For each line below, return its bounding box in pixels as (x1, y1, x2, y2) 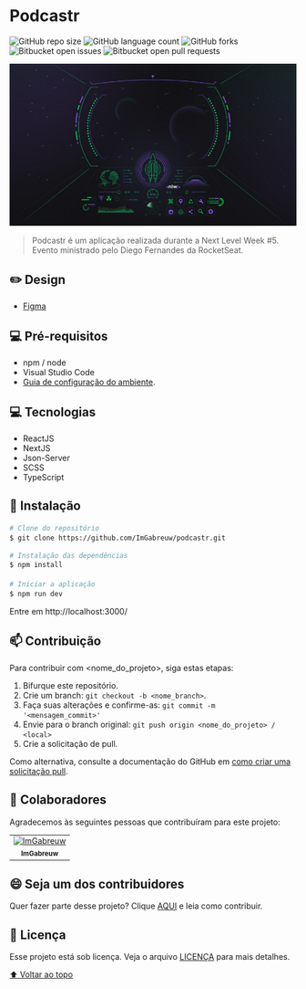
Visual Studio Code (22, 367, 96, 378)
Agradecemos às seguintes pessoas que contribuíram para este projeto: (9, 816, 280, 827)
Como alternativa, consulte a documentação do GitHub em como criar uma (9, 755, 291, 767)
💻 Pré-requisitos (9, 328, 108, 343)
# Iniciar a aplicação (9, 580, 96, 589)
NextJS (22, 442, 51, 453)
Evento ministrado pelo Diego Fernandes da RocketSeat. (31, 244, 244, 256)
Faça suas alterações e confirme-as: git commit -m (22, 700, 216, 710)
